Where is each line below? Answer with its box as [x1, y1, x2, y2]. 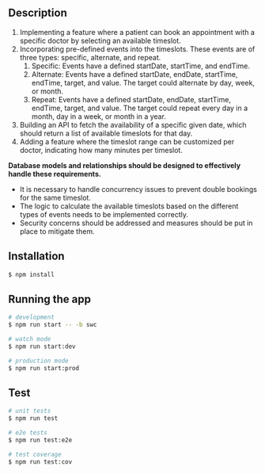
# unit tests [8, 407, 51, 415]
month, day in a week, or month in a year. [31, 111, 166, 121]
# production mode [8, 357, 69, 365]
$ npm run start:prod [8, 364, 80, 372]
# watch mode [8, 335, 51, 343]
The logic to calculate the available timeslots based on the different [19, 201, 239, 211]
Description [8, 6, 67, 20]
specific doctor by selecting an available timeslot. [19, 36, 182, 45]
